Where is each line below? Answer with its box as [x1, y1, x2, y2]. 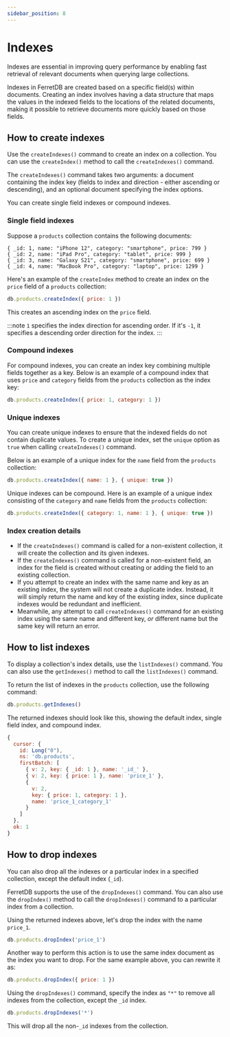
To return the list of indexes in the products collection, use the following [7, 681, 209, 689]
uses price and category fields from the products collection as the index [7, 376, 211, 384]
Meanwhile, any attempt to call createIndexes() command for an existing [16, 607, 224, 615]
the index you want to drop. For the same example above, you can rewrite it [7, 956, 221, 964]
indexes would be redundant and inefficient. [16, 600, 142, 608]
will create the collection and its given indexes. [16, 549, 150, 557]
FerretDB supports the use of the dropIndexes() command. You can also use [7, 887, 223, 896]
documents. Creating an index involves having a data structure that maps [7, 90, 214, 98]
